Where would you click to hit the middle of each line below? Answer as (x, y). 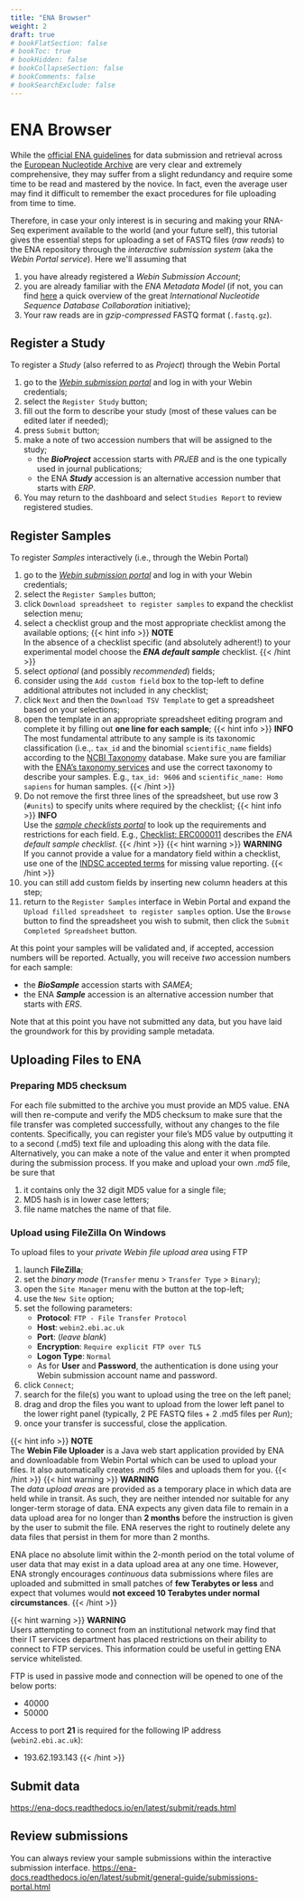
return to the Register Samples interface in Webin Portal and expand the (157, 902)
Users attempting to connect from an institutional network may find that (143, 1630)
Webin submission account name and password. (127, 1376)
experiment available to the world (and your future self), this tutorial (152, 230)
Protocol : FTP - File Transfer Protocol (112, 1318)
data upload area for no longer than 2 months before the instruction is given (152, 1518)
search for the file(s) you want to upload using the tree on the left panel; (157, 1395)
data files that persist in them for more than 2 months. (110, 1537)
